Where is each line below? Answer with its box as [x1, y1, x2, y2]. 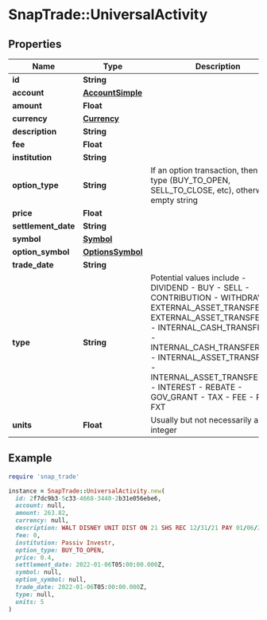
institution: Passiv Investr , [15, 539, 115, 547]
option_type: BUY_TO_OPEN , [15, 546, 105, 554]
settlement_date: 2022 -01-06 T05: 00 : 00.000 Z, [15, 561, 165, 569]
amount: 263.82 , [15, 509, 69, 517]
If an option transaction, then [150, 165, 258, 176]
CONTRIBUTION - [150, 292, 219, 303]
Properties [8, 37, 62, 51]
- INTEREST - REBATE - [150, 382, 243, 392]
